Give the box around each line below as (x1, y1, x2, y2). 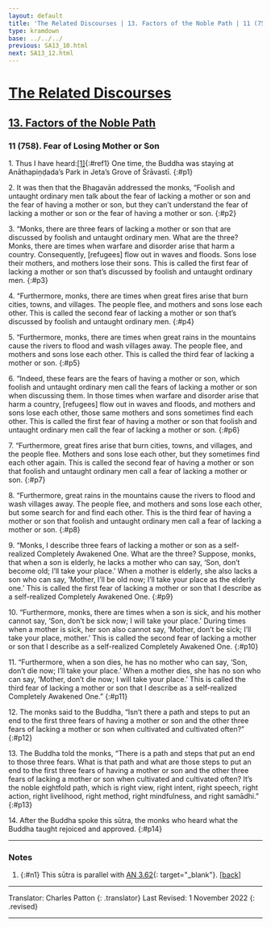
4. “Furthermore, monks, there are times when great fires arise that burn (8, 291, 248, 301)
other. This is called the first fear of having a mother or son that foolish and (8, 416, 257, 426)
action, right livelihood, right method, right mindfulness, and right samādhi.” (8, 791, 260, 800)
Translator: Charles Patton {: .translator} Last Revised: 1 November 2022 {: (8, 893, 256, 903)
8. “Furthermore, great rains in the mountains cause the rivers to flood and (8, 490, 256, 500)
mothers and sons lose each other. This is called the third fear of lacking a (8, 349, 255, 359)
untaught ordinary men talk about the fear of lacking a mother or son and (8, 191, 252, 201)
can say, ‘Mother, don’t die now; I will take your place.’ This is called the (8, 674, 246, 684)
